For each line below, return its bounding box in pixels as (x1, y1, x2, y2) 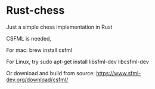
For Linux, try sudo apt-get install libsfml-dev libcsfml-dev (6, 58, 149, 65)
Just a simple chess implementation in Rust (6, 23, 113, 30)
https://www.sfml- (96, 69, 141, 76)
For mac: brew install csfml (6, 46, 73, 54)
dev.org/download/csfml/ (6, 76, 69, 83)
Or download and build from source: (6, 69, 95, 76)
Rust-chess (6, 4, 65, 17)
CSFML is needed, (6, 35, 52, 42)
